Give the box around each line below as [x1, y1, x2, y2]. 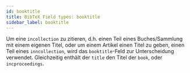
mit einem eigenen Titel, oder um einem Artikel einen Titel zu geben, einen [6, 41, 185, 48]
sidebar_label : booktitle [6, 19, 69, 25]
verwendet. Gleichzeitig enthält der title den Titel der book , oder [6, 54, 163, 61]
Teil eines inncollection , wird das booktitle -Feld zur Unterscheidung [6, 48, 174, 55]
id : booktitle [6, 8, 41, 15]
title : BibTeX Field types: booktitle [6, 14, 100, 20]
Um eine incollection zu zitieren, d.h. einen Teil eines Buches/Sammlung [6, 36, 183, 43]
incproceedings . [6, 60, 45, 67]
